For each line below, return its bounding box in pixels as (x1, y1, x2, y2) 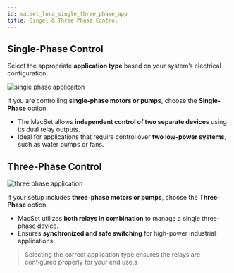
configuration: (7, 69, 48, 78)
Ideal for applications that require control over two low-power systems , (17, 133, 227, 141)
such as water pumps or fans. (17, 140, 104, 149)
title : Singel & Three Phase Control (7, 17, 118, 24)
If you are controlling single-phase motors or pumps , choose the (7, 97, 197, 105)
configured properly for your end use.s (24, 258, 138, 267)
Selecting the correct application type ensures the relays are (24, 250, 201, 259)
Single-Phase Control (7, 43, 104, 55)
